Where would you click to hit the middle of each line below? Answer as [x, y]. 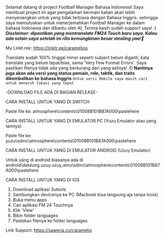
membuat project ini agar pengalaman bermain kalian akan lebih [70, 12]
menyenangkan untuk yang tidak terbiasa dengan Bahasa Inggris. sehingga [82, 17]
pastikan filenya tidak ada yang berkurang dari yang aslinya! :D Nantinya [79, 68]
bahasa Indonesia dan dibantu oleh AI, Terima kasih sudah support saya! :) [81, 28]
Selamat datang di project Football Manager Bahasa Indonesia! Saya [75, 7]
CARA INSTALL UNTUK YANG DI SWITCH [48, 102]
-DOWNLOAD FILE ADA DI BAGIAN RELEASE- [52, 92]
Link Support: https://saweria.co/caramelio [49, 230]
